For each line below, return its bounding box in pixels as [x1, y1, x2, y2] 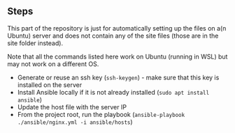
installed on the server [17, 80, 83, 89]
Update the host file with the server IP [17, 102, 127, 111]
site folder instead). [7, 38, 64, 47]
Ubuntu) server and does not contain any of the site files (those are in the [7, 31, 219, 40]
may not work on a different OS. [7, 59, 99, 68]
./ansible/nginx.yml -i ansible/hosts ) [17, 118, 133, 126]
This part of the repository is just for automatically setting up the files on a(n [7, 24, 227, 32]
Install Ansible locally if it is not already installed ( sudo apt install [17, 88, 210, 96]
